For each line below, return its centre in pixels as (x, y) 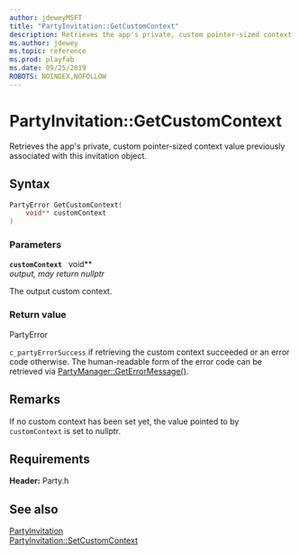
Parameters (35, 245)
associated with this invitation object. (78, 155)
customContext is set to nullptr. (65, 430)
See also (34, 509)
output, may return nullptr (57, 274)
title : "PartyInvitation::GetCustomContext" (94, 26)
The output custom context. (61, 291)
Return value (38, 315)
